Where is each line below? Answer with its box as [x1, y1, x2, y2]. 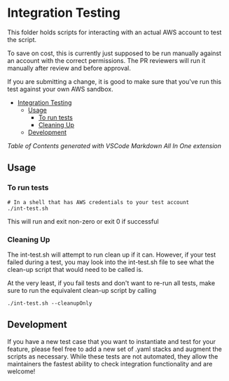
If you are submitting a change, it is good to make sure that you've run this [7, 77, 222, 85]
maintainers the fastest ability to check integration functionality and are [7, 359, 213, 368]
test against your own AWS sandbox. [7, 85, 113, 93]
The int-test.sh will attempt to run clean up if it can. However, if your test [7, 250, 216, 259]
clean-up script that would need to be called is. [7, 265, 144, 273]
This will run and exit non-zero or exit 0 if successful [7, 217, 159, 225]
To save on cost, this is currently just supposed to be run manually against [7, 49, 222, 57]
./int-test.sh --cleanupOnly [7, 299, 92, 307]
